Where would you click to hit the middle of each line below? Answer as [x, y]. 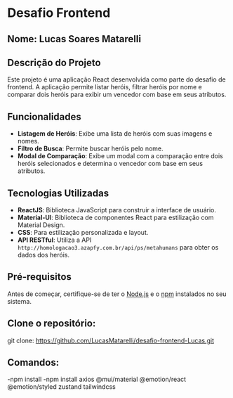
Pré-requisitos [40, 277]
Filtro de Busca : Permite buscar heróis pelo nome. [90, 148]
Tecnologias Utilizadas [58, 193]
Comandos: [33, 362]
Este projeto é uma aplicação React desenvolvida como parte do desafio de [116, 79]
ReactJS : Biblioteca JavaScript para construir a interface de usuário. [116, 210]
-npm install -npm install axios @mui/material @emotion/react [97, 379]
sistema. [19, 301]
